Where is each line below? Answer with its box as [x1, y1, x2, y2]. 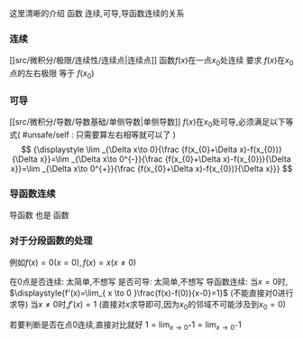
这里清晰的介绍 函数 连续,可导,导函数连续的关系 [9, 8, 185, 18]
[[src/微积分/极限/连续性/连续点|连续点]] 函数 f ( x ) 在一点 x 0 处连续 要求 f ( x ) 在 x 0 [9, 55, 294, 68]
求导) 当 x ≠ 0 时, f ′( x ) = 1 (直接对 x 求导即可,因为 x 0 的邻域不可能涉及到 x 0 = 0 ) [9, 298, 287, 312]
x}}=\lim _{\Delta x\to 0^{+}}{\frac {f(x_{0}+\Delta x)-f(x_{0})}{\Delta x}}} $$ [10, 163, 293, 174]
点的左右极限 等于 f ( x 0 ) [9, 68, 95, 80]
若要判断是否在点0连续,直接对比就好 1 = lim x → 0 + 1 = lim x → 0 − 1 [9, 319, 242, 333]
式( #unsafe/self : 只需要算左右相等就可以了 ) [9, 129, 176, 140]
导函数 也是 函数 [9, 210, 69, 221]
